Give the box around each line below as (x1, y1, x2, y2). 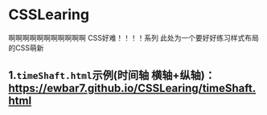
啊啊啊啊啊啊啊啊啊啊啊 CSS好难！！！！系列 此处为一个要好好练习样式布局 (8, 33, 260, 42)
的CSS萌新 (8, 42, 44, 53)
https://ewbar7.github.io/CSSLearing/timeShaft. (8, 81, 257, 95)
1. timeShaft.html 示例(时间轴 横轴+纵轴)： (8, 69, 216, 82)
